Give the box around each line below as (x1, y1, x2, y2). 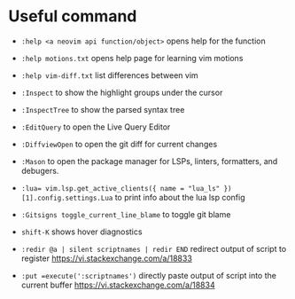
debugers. (20, 165, 59, 176)
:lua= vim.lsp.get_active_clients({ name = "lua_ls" (20, 184, 221, 193)
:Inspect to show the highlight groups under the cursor (20, 87, 223, 98)
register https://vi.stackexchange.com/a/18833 (20, 253, 192, 264)
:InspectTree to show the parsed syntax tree (20, 104, 185, 114)
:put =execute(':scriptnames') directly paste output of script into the (20, 270, 276, 280)
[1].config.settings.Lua (20, 193, 113, 202)
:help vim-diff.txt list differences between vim (20, 69, 198, 81)
